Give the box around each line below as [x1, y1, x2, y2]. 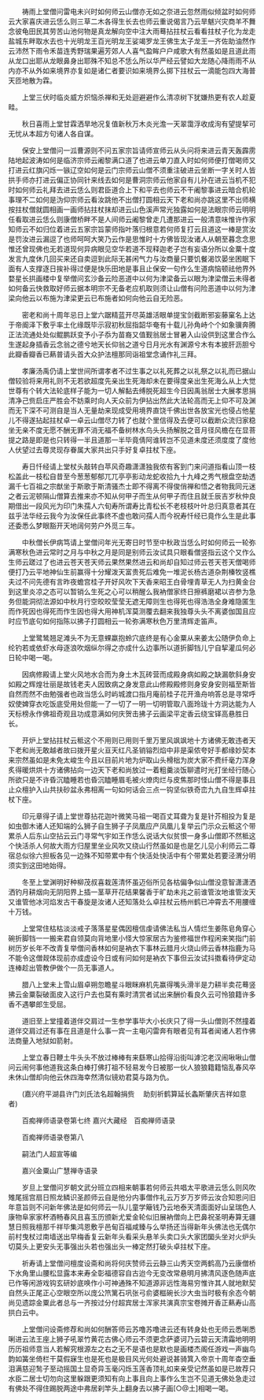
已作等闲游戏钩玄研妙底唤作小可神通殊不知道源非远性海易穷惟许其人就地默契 [8, 1279, 256, 1287]
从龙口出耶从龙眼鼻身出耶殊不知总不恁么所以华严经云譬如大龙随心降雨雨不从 [8, 56, 256, 65]
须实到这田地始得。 [8, 861, 71, 870]
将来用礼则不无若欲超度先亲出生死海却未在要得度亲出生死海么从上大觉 [28, 377, 256, 385]
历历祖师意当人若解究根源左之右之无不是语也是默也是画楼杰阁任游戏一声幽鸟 [8, 1344, 256, 1354]
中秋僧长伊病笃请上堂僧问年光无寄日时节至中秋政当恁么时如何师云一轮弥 [21, 538, 256, 547]
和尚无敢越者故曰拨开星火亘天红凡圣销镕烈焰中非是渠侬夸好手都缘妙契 [21, 745, 249, 755]
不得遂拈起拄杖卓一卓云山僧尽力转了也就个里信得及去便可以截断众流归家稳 [14, 416, 256, 425]
